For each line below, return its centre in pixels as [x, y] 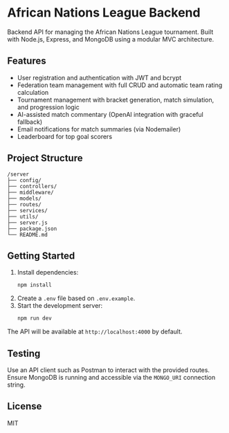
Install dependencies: [48, 273]
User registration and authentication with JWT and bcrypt [99, 77]
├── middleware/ [30, 192]
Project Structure [45, 158]
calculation [33, 92]
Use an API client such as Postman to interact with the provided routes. [108, 370]
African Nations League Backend [104, 13]
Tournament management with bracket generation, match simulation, [116, 100]
